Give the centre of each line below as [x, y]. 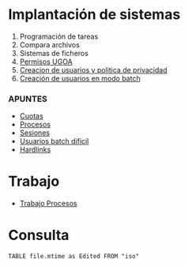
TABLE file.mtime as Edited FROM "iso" [74, 257]
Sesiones [34, 133]
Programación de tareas [59, 36]
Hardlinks [35, 150]
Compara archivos [50, 44]
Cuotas [31, 116]
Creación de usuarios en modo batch [80, 78]
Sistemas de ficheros [54, 53]
